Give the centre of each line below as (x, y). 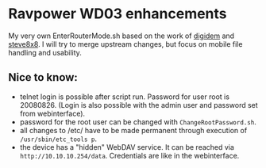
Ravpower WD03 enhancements (118, 14)
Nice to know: (43, 77)
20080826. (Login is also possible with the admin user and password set (139, 105)
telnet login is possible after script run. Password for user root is (125, 97)
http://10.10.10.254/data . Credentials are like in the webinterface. (129, 155)
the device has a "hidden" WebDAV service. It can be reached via (127, 147)
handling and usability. (45, 52)
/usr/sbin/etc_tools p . (58, 139)
